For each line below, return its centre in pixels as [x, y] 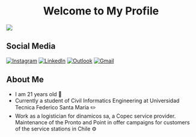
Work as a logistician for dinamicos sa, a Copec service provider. [95, 116]
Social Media [31, 46]
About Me [25, 80]
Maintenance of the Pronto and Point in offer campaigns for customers [103, 122]
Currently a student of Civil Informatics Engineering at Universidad [97, 100]
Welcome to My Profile [101, 11]
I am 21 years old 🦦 [38, 94]
